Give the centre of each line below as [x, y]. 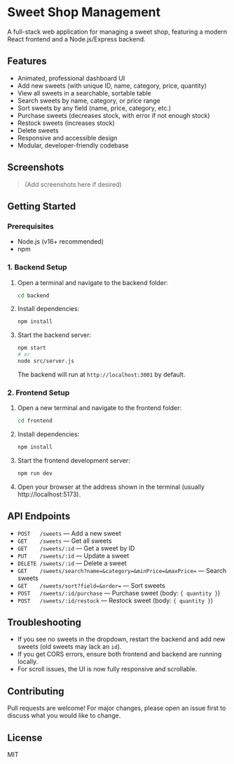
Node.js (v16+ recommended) [60, 242]
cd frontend [35, 421]
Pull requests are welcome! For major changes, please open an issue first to [117, 708]
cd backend [33, 296]
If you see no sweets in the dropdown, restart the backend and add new [121, 639]
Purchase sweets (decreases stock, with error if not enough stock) [113, 115]
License [25, 738]
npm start [32, 348]
